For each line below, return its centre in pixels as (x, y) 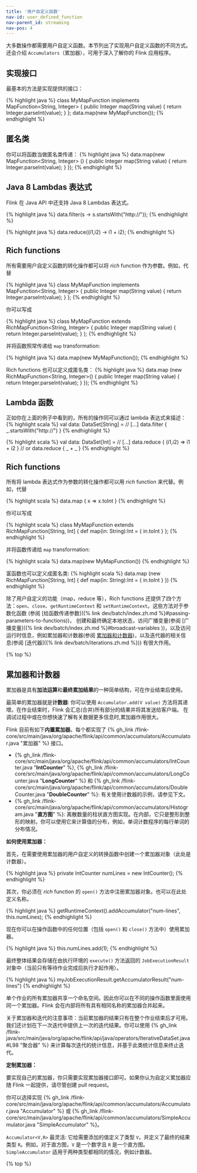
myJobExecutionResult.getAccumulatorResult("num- (120, 979)
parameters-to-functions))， (40, 621)
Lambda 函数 (30, 402)
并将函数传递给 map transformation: (48, 550)
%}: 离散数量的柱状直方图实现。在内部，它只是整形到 (121, 814)
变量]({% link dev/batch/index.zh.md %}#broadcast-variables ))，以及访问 (101, 628)
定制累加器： (21, 1065)
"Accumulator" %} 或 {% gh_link (59, 1111)
